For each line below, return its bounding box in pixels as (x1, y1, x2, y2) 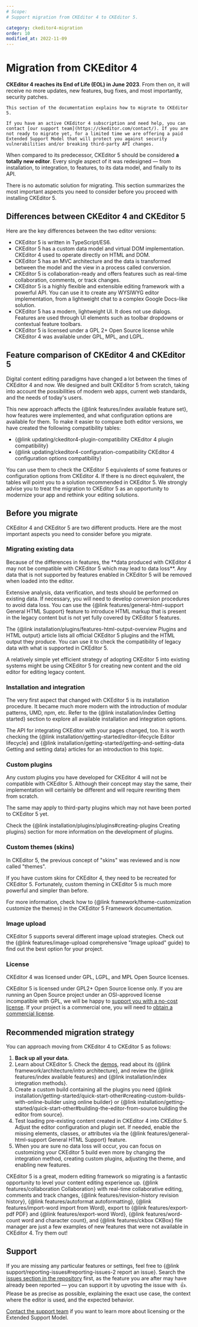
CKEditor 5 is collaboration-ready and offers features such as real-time (14, 270, 187, 277)
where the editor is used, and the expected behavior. (6, 1296, 134, 1303)
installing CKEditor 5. (6, 195, 57, 202)
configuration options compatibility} (14, 454, 102, 461)
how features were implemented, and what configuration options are (6, 412, 173, 419)
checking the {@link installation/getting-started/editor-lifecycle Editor (6, 733, 175, 740)
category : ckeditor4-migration (6, 25, 83, 31)
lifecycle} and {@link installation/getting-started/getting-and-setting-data (6, 740, 184, 747)
